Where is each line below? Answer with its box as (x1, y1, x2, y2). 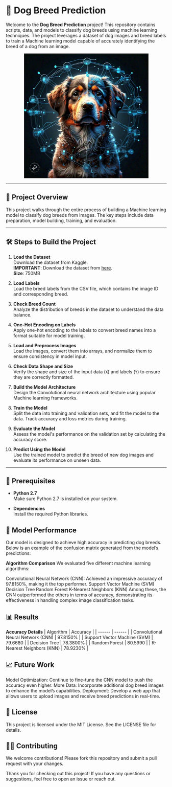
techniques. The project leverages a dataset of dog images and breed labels (6, 32, 166, 38)
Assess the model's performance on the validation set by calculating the (13, 431, 165, 437)
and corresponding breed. (13, 291, 68, 297)
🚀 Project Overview (6, 193, 68, 201)
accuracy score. (13, 436, 47, 442)
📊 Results (6, 613, 39, 621)
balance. (13, 311, 32, 318)
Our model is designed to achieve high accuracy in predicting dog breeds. (6, 539, 162, 546)
